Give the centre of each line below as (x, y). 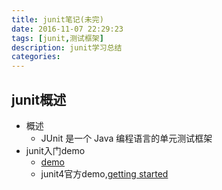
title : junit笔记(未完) (57, 19)
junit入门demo (55, 150)
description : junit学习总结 (67, 47)
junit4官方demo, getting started (104, 173)
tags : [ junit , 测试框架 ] (57, 38)
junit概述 (39, 99)
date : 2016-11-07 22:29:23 (67, 29)
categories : (36, 57)
